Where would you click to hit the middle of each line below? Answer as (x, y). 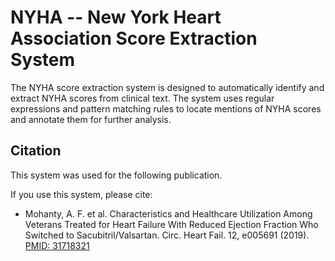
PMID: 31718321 (57, 245)
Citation (36, 151)
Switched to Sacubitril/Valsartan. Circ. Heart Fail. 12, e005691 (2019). (167, 235)
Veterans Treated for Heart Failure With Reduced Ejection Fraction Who (171, 224)
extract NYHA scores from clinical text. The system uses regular (142, 98)
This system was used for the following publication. (116, 175)
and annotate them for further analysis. (91, 119)
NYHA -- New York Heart (116, 17)
